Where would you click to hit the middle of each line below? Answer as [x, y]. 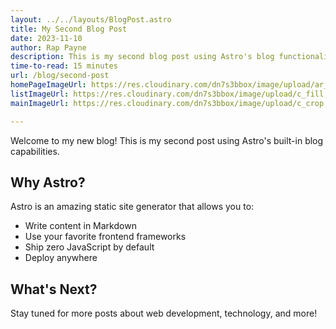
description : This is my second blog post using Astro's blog [142, 57]
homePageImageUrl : [48, 85]
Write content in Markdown [80, 226]
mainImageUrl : [40, 103]
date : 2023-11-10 [46, 38]
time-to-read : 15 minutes [64, 66]
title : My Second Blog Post [69, 29]
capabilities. [35, 151]
